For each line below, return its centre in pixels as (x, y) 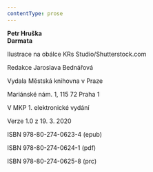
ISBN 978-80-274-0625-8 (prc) (52, 161)
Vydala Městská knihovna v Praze (55, 81)
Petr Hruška (25, 33)
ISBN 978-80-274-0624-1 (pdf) (52, 147)
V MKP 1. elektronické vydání (48, 107)
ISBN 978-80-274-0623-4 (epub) (54, 134)
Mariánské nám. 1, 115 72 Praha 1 (53, 94)
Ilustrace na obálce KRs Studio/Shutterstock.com (77, 54)
